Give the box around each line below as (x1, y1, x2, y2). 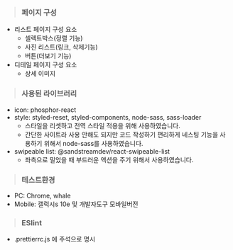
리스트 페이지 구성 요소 (13, 25, 77, 34)
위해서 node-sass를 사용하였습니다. (43, 139, 143, 147)
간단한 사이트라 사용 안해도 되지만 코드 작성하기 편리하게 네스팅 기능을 (24, 130, 219, 139)
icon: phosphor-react (13, 106, 77, 114)
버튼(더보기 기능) (24, 52, 72, 60)
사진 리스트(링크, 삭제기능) (24, 42, 98, 52)
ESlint (21, 217, 43, 227)
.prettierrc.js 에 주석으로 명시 (13, 235, 96, 244)
